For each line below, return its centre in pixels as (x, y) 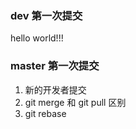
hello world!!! (37, 38)
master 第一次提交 (55, 66)
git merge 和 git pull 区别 (75, 102)
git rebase (45, 113)
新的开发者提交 (55, 89)
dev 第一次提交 (46, 15)
